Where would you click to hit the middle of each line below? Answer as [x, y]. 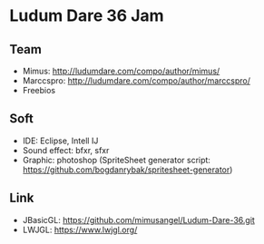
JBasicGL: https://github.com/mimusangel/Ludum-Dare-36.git [139, 220]
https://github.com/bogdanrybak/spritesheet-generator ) [127, 170]
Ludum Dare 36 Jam [87, 16]
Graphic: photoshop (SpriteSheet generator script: [117, 160]
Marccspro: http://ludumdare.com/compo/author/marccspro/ [137, 81]
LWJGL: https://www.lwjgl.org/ [80, 229]
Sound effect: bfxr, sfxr [66, 150]
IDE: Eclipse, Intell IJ [60, 141]
